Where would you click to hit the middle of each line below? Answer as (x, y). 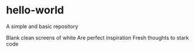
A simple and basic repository (42, 26)
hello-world (35, 10)
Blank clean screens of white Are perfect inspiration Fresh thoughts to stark (97, 37)
